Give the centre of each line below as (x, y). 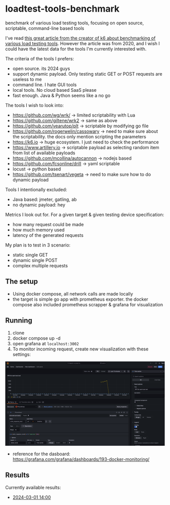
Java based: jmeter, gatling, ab (45, 199)
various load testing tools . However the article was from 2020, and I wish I (83, 43)
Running (19, 321)
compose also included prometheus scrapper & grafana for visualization (88, 304)
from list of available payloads (44, 153)
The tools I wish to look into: (35, 105)
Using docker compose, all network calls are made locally (73, 294)
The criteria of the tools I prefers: (40, 58)
